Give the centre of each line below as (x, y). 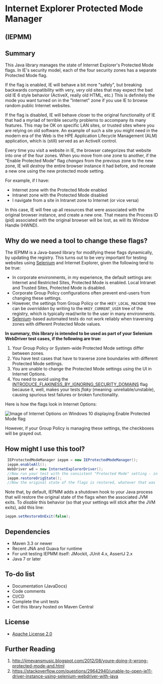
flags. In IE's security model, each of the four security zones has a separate (81, 70)
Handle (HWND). (22, 225)
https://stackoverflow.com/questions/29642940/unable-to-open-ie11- (82, 671)
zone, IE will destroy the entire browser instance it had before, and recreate (81, 166)
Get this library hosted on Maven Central (53, 606)
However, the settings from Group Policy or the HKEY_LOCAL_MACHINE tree (84, 303)
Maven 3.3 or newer (32, 543)
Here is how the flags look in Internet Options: (51, 404)
